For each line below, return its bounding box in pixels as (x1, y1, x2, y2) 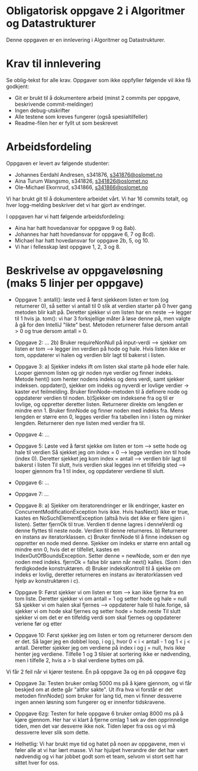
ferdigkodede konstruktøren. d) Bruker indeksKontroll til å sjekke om (14, 565, 181, 572)
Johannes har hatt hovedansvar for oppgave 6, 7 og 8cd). (14, 231, 155, 238)
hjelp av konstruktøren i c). (14, 577, 80, 584)
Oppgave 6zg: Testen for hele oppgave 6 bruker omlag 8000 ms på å (14, 710, 184, 717)
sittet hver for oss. (14, 759, 59, 766)
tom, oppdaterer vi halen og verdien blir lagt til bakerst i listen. (14, 351, 165, 358)
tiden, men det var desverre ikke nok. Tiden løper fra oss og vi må (14, 723, 176, 730)
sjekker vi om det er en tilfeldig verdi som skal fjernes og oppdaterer (14, 614, 181, 621)
